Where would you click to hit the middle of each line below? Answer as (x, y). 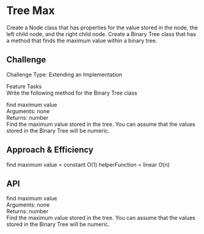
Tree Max (31, 11)
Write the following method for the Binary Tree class (72, 93)
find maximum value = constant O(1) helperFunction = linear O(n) (88, 164)
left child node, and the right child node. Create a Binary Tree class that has (101, 34)
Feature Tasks (24, 86)
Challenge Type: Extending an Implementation (64, 75)
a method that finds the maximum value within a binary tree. (82, 40)
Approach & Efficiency (50, 150)
